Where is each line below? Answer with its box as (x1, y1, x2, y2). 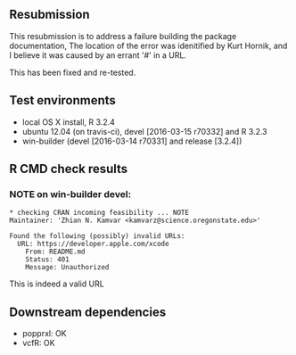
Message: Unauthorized (25, 263, 110, 272)
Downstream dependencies (9, 304, 167, 319)
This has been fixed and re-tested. (9, 67, 136, 78)
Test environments (9, 93, 116, 108)
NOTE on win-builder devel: (9, 187, 132, 200)
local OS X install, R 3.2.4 (21, 116, 116, 128)
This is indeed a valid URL (9, 278, 104, 289)
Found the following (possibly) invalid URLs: (9, 232, 185, 241)
